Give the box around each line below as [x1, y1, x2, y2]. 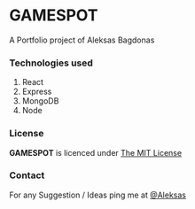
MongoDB [21, 96, 59, 106]
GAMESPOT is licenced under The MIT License [9, 147, 183, 158]
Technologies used [9, 57, 93, 69]
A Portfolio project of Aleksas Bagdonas [9, 35, 155, 45]
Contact [9, 169, 45, 182]
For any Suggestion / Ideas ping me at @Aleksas [9, 190, 186, 200]
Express [21, 86, 52, 97]
